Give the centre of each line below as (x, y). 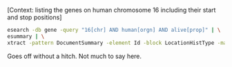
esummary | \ (26, 36)
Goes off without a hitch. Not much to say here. (75, 56)
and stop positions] (35, 17)
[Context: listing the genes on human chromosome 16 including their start (112, 10)
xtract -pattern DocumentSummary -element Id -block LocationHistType (111, 43)
